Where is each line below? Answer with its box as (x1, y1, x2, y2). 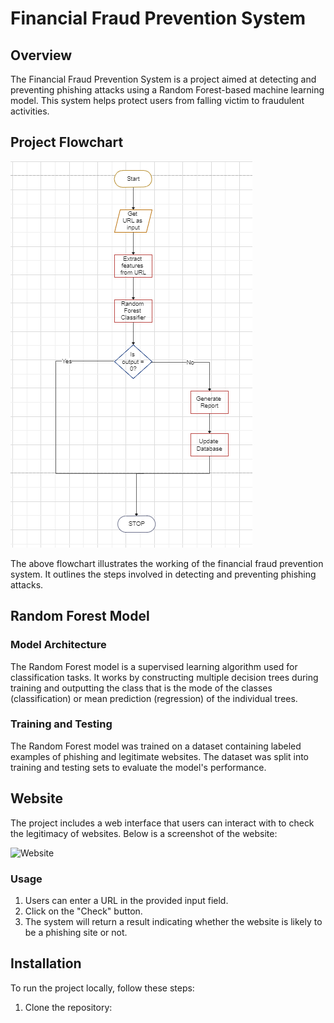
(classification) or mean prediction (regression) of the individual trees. (10, 692, 298, 704)
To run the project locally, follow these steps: (10, 982, 195, 994)
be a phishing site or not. (24, 926, 128, 938)
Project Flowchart (10, 134, 124, 151)
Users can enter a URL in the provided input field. (24, 894, 229, 906)
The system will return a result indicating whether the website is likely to (24, 915, 323, 927)
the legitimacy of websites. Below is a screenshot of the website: (10, 827, 278, 839)
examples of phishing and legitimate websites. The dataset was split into (10, 750, 310, 762)
